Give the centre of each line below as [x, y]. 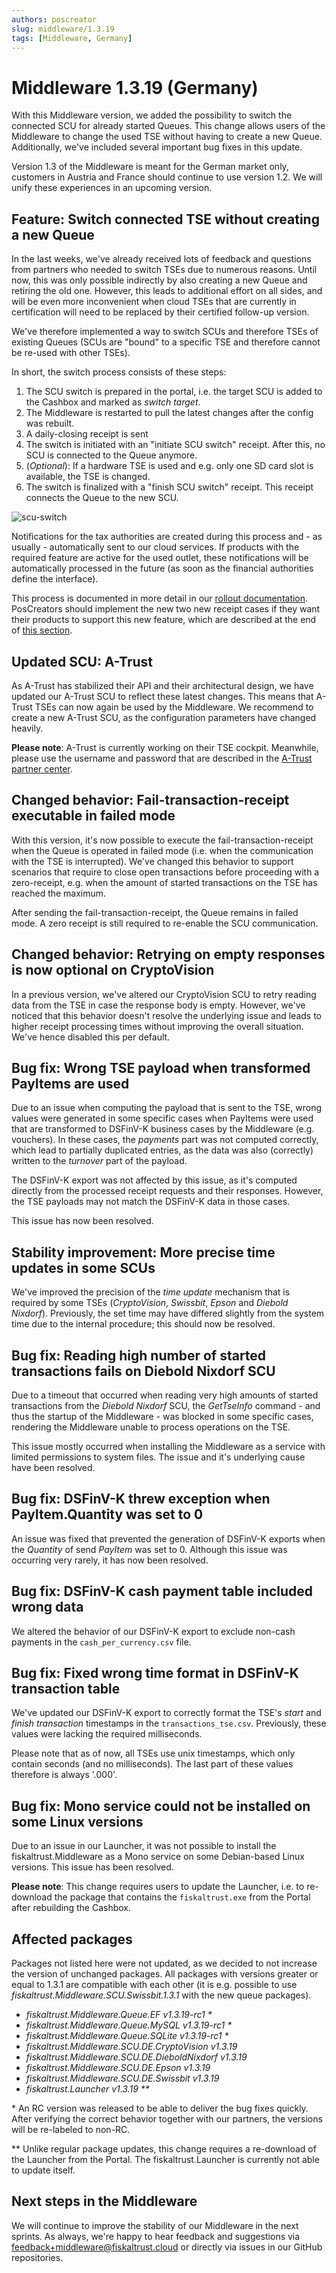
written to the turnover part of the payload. [99, 1161]
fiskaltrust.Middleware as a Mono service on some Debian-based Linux [158, 1857]
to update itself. [43, 2170]
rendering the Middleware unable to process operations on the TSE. [151, 1427]
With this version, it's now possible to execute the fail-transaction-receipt [162, 840]
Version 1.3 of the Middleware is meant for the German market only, [150, 167]
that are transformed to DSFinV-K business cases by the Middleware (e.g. [163, 1129]
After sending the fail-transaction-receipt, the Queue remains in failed [155, 912]
